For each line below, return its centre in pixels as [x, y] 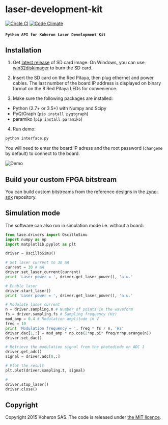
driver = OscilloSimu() [31, 253]
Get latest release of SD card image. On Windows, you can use [79, 63]
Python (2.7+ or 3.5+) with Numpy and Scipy [60, 109]
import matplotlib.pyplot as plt [41, 244]
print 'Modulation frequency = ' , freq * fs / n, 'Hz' [65, 328]
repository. [25, 197]
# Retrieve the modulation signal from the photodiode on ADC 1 [75, 347]
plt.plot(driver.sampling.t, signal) [45, 370]
